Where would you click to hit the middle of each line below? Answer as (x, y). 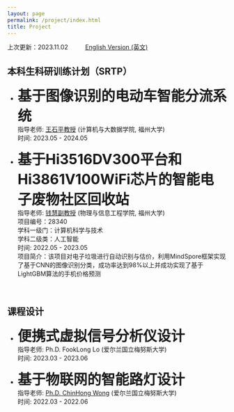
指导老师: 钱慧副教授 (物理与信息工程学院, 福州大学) (91, 213)
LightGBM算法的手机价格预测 (59, 274)
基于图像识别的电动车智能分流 (115, 96)
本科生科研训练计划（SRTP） (70, 71)
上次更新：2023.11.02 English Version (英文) (78, 47)
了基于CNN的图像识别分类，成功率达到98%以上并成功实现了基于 (110, 265)
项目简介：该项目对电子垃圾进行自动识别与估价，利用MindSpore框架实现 (122, 256)
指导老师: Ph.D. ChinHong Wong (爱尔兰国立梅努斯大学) (97, 393)
